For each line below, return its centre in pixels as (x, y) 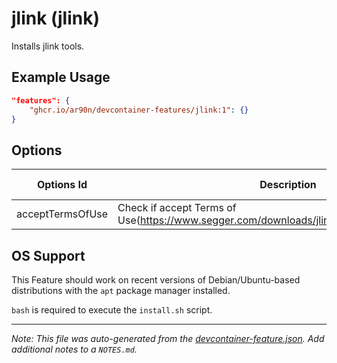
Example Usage (61, 77)
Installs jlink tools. (48, 46)
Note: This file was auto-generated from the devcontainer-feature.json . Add (168, 338)
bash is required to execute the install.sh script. (112, 310)
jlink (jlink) (55, 18)
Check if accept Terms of (177, 208)
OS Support (48, 255)
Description (288, 185)
